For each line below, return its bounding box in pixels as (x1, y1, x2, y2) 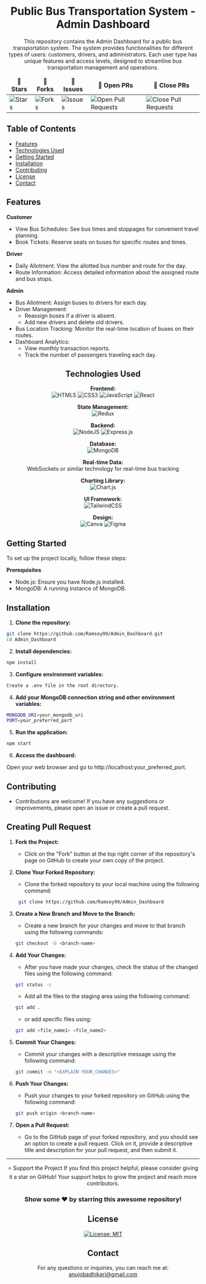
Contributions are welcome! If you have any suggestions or (15, 797, 164, 805)
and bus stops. (15, 275, 53, 282)
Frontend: (90, 385, 116, 392)
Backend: (91, 422, 115, 429)
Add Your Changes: (15, 951, 66, 959)
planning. (15, 231, 39, 239)
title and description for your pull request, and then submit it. (24, 1146, 178, 1153)
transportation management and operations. (47, 63, 159, 71)
